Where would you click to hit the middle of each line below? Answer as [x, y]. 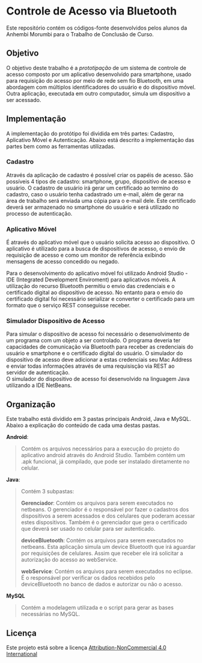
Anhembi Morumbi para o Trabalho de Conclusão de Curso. [80, 34]
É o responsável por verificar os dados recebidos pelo [88, 578]
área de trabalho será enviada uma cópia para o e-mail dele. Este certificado [101, 200]
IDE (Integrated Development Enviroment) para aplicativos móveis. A [91, 280]
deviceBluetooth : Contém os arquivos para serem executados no [102, 540]
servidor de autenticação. [38, 373]
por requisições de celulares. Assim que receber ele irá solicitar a [102, 553]
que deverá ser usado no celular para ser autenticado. [88, 529]
